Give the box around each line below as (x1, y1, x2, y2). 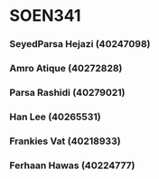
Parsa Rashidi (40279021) (9, 86, 126, 99)
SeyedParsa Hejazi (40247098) (9, 38, 151, 51)
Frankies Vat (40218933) (9, 135, 121, 147)
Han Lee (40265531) (9, 110, 101, 123)
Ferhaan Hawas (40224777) (9, 159, 136, 172)
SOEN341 (9, 5, 81, 26)
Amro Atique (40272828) (9, 62, 123, 75)
